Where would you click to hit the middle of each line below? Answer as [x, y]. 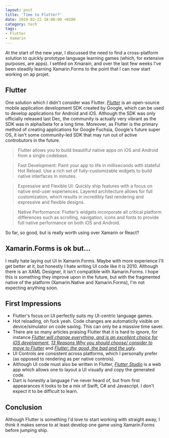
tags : [11, 29]
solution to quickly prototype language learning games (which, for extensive [85, 58]
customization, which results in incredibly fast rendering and [81, 196]
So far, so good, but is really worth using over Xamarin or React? [72, 232]
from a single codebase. [43, 155]
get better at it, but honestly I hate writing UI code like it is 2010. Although [82, 266]
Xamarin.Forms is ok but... [48, 248]
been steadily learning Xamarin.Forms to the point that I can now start [78, 69]
